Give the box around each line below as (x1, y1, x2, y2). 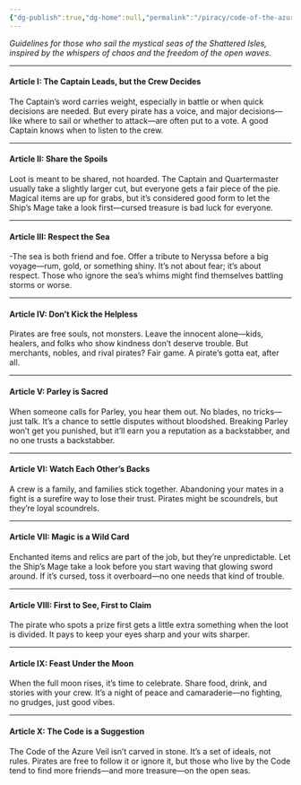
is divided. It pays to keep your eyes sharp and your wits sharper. (9, 629, 251, 640)
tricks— (254, 406, 282, 417)
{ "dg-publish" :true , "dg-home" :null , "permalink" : (9, 13, 194, 22)
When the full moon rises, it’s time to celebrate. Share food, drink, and (9, 678, 267, 689)
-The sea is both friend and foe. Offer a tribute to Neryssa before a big (9, 251, 269, 262)
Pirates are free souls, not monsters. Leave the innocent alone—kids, (9, 328, 264, 339)
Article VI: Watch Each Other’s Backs (9, 464, 150, 475)
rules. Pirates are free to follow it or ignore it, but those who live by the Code (9, 755, 291, 766)
